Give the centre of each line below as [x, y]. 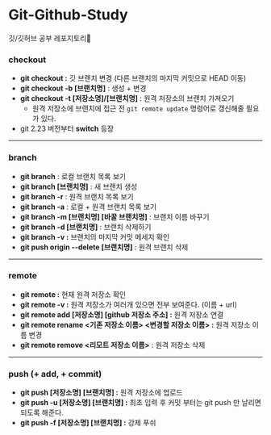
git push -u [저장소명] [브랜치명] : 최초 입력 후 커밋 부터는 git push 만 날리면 [141, 403]
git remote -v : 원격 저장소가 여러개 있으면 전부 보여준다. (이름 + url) [129, 304]
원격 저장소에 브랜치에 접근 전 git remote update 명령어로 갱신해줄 [138, 109]
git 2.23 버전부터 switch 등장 [67, 129]
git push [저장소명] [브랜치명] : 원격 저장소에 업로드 [101, 392]
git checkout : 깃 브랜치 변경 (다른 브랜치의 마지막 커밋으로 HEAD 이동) [133, 78]
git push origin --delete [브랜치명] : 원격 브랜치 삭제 [104, 247]
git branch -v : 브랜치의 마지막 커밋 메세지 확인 [95, 236]
